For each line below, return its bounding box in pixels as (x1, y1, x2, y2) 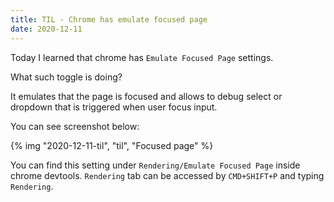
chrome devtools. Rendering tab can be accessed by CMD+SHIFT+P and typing (10, 169, 325, 181)
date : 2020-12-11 (10, 24, 83, 34)
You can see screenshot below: (10, 120, 140, 132)
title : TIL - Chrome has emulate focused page (10, 14, 208, 25)
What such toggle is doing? (10, 71, 123, 83)
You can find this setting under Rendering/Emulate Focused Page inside (10, 159, 301, 171)
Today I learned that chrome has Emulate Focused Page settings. (10, 51, 274, 63)
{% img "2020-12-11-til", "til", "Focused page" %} (10, 139, 214, 151)
